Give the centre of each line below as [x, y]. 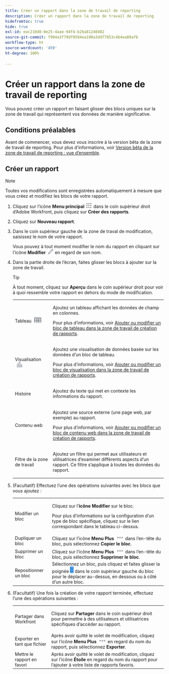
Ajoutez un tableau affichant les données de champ [106, 307]
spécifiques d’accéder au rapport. [86, 624]
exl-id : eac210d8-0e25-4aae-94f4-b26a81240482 [55, 32]
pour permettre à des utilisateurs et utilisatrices [100, 619]
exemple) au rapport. [74, 417]
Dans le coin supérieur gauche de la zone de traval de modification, [82, 232]
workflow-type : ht [24, 43]
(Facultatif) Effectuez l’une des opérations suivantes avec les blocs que [87, 486]
